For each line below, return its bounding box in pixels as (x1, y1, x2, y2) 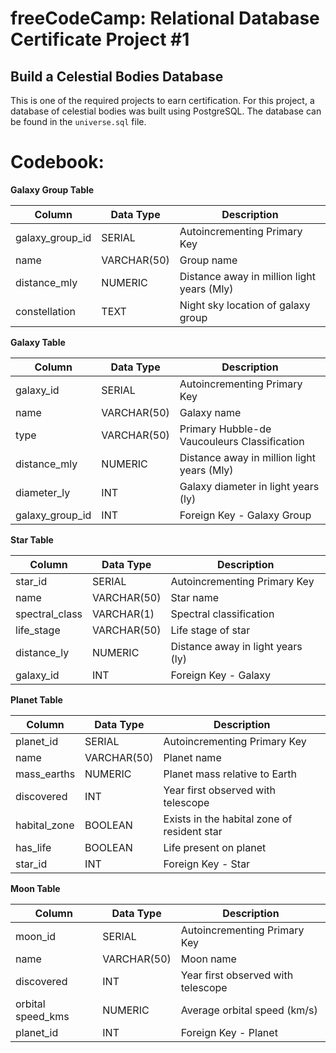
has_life (15, 840, 52, 854)
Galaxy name (179, 405, 242, 419)
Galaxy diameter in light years (179, 479, 320, 493)
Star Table (10, 533, 54, 546)
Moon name (180, 952, 237, 966)
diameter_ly (15, 485, 71, 499)
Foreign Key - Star (163, 857, 251, 871)
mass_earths (15, 767, 76, 781)
